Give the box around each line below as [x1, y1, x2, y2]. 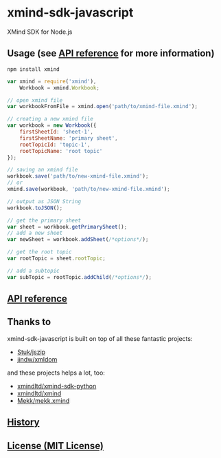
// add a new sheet [7, 229, 63, 237]
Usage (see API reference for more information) [7, 48, 215, 59]
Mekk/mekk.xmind [16, 396, 70, 404]
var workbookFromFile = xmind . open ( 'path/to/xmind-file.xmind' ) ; [7, 103, 198, 110]
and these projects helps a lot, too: [7, 368, 105, 377]
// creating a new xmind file [7, 116, 94, 123]
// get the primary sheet [7, 217, 81, 224]
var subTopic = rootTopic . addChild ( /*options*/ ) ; [7, 273, 152, 280]
